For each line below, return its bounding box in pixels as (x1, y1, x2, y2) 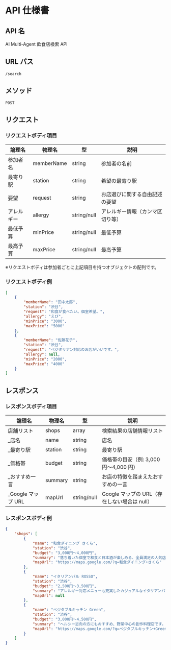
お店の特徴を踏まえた (101, 473, 153, 480)
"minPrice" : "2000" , (23, 356, 67, 362)
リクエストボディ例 (5, 278, 52, 285)
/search (5, 71, 22, 77)
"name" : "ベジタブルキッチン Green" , (32, 607, 106, 613)
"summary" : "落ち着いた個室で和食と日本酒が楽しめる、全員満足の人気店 (32, 555, 166, 560)
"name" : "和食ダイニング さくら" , (32, 541, 98, 546)
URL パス (5, 57, 34, 66)
